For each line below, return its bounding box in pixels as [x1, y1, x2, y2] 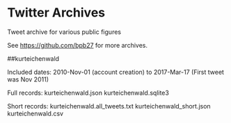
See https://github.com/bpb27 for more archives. [7, 41, 148, 49]
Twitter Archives [7, 5, 106, 21]
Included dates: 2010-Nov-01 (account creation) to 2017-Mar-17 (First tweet [7, 68, 225, 76]
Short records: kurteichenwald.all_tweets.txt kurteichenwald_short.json [7, 102, 211, 110]
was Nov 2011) [7, 75, 49, 84]
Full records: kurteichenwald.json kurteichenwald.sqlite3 [7, 88, 169, 97]
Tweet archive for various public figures [7, 28, 122, 36]
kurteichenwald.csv [7, 109, 64, 117]
